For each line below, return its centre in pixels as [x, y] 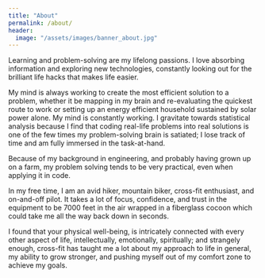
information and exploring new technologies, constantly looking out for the [130, 69]
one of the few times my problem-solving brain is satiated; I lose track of [127, 135]
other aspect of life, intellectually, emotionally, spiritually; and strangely [124, 240]
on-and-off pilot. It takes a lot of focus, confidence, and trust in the [118, 199]
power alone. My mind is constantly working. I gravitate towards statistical [129, 118]
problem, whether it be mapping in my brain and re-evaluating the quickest [131, 101]
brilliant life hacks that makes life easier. [73, 77]
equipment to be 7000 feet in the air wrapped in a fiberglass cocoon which [130, 208]
